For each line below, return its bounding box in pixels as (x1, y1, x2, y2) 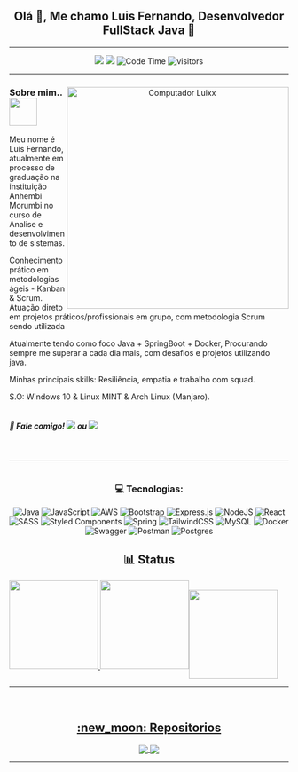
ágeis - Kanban (9, 283, 66, 294)
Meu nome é (9, 134, 56, 145)
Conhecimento (9, 255, 64, 266)
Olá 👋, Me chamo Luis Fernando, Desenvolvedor (13, 9, 285, 24)
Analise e (9, 219, 43, 230)
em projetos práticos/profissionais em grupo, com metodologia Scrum (9, 311, 266, 322)
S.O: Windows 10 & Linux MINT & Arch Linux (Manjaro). (9, 391, 210, 402)
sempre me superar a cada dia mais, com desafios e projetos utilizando (9, 348, 271, 358)
